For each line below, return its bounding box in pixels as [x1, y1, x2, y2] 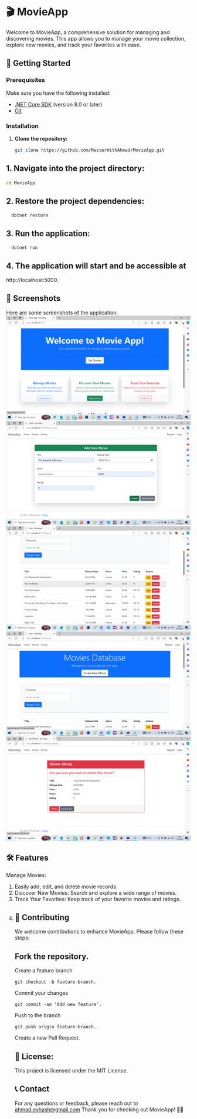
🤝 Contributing [14, 912, 70, 922]
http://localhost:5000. [6, 276, 59, 283]
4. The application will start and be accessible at [6, 261, 186, 271]
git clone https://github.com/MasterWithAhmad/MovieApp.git [14, 147, 165, 153]
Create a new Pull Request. [14, 1034, 80, 1041]
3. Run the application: [6, 228, 90, 238]
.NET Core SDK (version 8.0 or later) [14, 101, 103, 108]
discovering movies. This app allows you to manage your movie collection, [6, 35, 186, 42]
